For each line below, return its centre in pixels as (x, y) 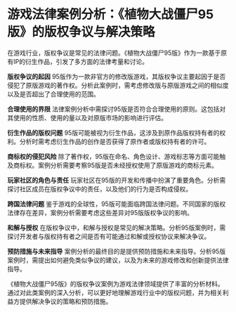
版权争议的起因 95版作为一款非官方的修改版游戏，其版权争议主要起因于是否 (117, 76)
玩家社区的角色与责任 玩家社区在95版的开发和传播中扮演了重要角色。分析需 (117, 180)
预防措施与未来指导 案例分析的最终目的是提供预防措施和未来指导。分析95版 (117, 251)
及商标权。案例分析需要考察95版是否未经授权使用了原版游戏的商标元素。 (112, 165)
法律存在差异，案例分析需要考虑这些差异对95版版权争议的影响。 (100, 212)
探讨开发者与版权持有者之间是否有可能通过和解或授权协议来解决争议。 (109, 236)
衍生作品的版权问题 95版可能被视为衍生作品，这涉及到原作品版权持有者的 (113, 132)
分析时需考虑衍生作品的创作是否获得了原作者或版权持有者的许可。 (115, 141)
